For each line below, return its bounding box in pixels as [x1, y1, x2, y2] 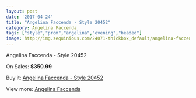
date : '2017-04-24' [6, 14, 54, 20]
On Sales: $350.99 [6, 63, 52, 70]
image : [6, 36, 22, 41]
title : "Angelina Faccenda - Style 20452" [6, 19, 111, 25]
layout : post [6, 8, 38, 15]
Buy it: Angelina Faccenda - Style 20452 [6, 74, 104, 81]
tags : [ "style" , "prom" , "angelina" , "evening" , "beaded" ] [6, 30, 142, 36]
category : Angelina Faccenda [6, 24, 77, 31]
